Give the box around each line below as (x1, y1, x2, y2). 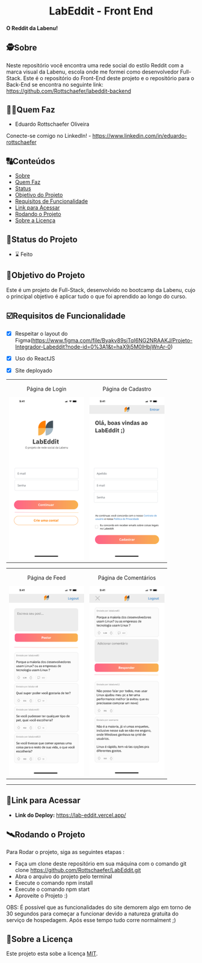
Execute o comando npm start (14, 886, 90, 893)
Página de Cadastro (102, 385, 151, 392)
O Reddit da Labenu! (6, 24, 58, 31)
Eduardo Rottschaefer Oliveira (14, 120, 90, 128)
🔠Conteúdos (6, 156, 55, 166)
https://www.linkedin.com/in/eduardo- (92, 132, 188, 140)
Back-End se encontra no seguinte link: (6, 81, 103, 88)
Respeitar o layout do (14, 330, 68, 337)
